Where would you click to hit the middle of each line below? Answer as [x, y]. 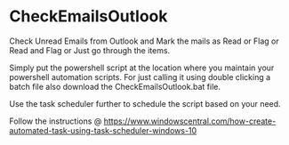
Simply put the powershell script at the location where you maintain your [142, 68]
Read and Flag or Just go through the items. [90, 50]
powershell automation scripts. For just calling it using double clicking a [140, 77]
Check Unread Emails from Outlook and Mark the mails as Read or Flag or [144, 41]
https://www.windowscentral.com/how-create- [190, 121]
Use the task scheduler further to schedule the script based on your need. [145, 103]
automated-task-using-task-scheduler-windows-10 [103, 130]
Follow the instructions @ [56, 121]
